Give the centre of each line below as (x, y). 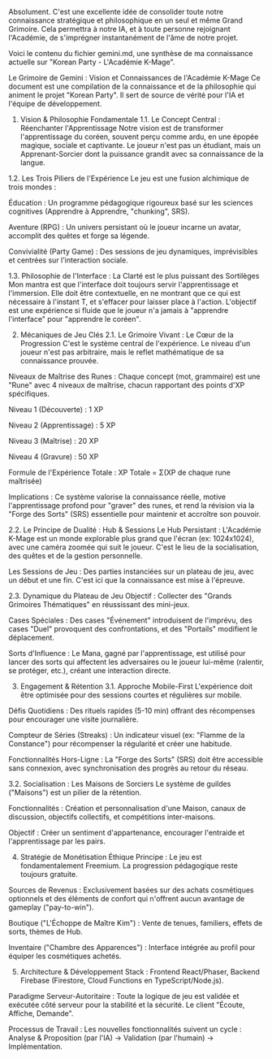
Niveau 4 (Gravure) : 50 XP (54, 457)
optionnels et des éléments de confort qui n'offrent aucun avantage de (127, 898)
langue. (33, 163)
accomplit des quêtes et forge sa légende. (79, 236)
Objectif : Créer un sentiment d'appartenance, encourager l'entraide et (127, 833)
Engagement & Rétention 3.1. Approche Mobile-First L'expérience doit (136, 686)
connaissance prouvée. (59, 360)
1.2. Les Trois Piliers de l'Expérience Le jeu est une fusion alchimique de (129, 178)
